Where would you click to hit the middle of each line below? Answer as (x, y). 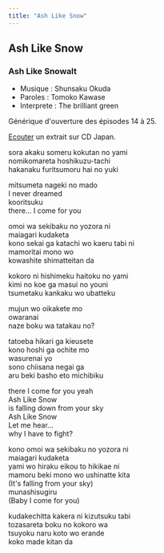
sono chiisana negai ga (46, 367)
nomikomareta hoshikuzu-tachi (59, 161)
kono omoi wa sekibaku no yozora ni (69, 449)
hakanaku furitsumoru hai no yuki (63, 170)
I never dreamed (35, 194)
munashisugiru (33, 492)
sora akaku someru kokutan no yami (68, 153)
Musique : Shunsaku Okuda (65, 88)
